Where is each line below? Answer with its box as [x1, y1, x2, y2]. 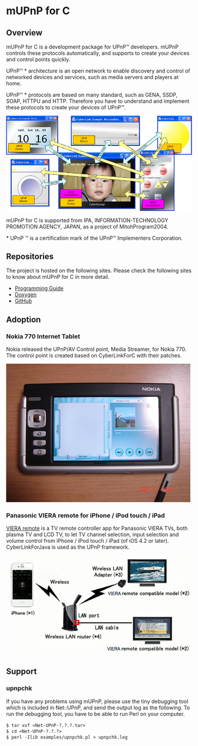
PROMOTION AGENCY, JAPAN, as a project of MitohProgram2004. [6, 223, 169, 230]
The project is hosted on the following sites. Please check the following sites [6, 267, 192, 274]
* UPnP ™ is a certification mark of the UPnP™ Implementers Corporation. [6, 234, 183, 242]
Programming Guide [14, 285, 64, 292]
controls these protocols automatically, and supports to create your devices [6, 50, 190, 57]
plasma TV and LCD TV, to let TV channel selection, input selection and [6, 531, 179, 538]
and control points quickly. [6, 56, 71, 63]
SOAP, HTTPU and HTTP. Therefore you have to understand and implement [6, 97, 190, 105]
